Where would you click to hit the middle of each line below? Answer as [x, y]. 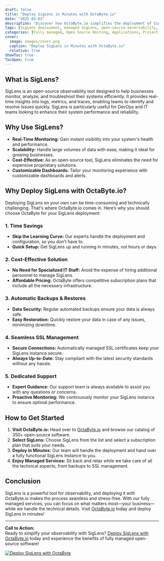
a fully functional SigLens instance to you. [54, 455]
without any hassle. [31, 363]
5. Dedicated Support [31, 376]
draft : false [18, 10]
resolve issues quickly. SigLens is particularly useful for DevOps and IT [76, 107]
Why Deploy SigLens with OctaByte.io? [66, 191]
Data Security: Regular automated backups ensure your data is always [83, 309]
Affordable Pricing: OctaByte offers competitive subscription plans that [84, 280]
